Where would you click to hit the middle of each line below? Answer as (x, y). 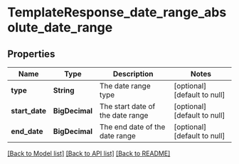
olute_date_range (60, 27)
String (64, 90)
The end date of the (132, 127)
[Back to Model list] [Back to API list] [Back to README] (89, 153)
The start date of (127, 106)
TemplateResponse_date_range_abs (117, 12)
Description (133, 74)
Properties (31, 54)
